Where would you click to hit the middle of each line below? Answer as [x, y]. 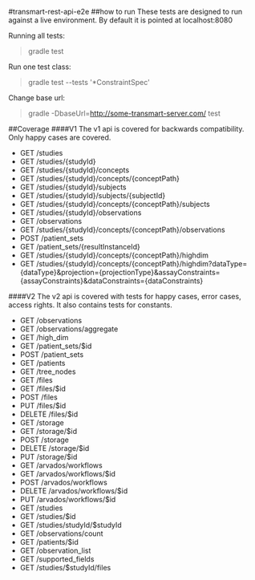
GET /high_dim [44, 337]
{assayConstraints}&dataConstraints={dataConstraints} [111, 281]
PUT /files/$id [43, 406]
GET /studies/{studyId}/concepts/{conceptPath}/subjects [115, 204]
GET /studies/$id [48, 516]
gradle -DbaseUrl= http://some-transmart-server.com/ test [124, 113]
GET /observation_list [55, 550]
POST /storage [45, 440]
